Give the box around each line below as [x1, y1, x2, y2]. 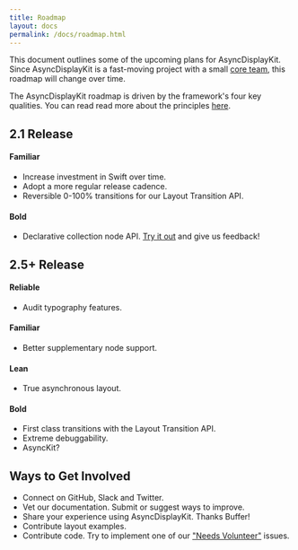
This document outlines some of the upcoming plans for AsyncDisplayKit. [9, 55, 281, 65]
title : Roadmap [9, 13, 66, 22]
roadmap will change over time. [9, 74, 126, 84]
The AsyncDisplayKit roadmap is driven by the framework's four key [9, 91, 262, 101]
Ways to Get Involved [9, 468, 131, 484]
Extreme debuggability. [22, 432, 109, 444]
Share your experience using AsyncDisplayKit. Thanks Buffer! [22, 511, 250, 522]
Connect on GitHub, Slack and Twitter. [22, 493, 164, 503]
